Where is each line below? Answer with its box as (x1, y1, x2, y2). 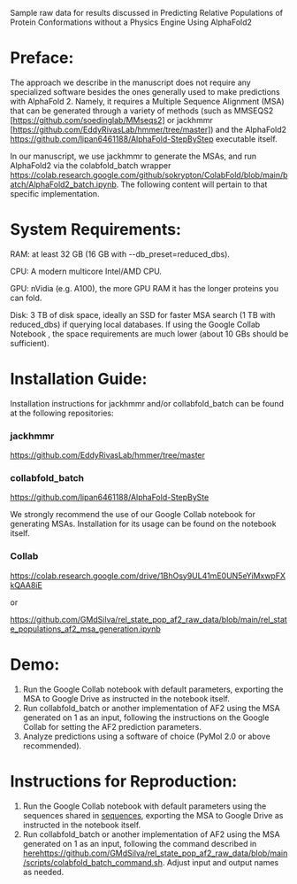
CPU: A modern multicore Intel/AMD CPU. (10, 266, 163, 276)
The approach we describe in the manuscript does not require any (10, 77, 251, 88)
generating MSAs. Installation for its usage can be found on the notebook (10, 518, 277, 530)
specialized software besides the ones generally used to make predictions (10, 86, 281, 97)
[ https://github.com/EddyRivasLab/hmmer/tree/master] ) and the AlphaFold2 (10, 124, 286, 135)
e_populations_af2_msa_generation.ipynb (10, 624, 162, 634)
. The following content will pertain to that (116, 179, 268, 190)
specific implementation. (10, 188, 100, 198)
